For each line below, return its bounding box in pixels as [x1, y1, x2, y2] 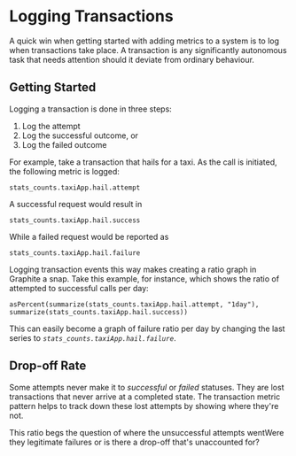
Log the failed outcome [21, 139, 107, 150]
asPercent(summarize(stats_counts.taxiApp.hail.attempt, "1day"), [9, 299, 260, 309]
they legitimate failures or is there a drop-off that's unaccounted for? [9, 437, 260, 447]
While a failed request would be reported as [9, 231, 169, 242]
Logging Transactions [9, 6, 175, 27]
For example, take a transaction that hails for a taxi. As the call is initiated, [9, 157, 277, 167]
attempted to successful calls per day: [9, 282, 149, 293]
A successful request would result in [9, 198, 143, 209]
